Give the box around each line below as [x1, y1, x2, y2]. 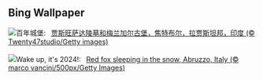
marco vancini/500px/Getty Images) [8, 63, 126, 72]
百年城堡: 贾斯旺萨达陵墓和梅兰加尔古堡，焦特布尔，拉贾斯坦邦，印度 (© [16, 27, 255, 38]
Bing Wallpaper [8, 6, 85, 20]
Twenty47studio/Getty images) [8, 37, 109, 46]
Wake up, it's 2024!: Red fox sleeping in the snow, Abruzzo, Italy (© [16, 54, 239, 64]
